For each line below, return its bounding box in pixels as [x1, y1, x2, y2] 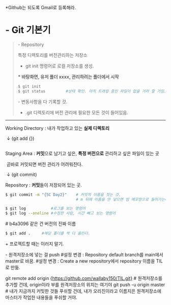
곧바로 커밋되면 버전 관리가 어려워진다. [6, 161, 83, 167]
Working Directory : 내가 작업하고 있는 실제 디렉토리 [5, 125, 110, 131]
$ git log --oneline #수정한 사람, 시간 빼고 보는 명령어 [5, 211, 116, 216]
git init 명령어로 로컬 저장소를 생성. [25, 63, 94, 69]
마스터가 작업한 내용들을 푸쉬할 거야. [5, 294, 77, 300]
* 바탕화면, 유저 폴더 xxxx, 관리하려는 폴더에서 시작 [17, 74, 119, 80]
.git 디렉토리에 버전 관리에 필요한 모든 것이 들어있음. [25, 109, 129, 115]
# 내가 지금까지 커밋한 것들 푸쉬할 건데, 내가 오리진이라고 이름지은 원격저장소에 [5, 288, 162, 294]
